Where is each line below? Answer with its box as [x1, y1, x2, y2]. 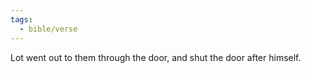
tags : [10, 14, 33, 25]
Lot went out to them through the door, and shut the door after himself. [10, 51, 302, 63]
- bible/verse [19, 24, 78, 34]
